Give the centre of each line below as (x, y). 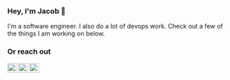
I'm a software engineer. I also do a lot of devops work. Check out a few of (115, 26)
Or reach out (29, 51)
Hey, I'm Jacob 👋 (37, 11)
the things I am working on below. (56, 33)
